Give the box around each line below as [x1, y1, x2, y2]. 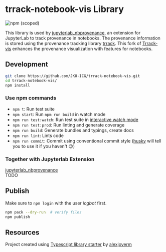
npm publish [5, 214, 30, 219]
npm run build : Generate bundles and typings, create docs [12, 127, 134, 133]
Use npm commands [5, 94, 57, 101]
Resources [5, 228, 40, 236]
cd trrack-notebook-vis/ [5, 78, 57, 83]
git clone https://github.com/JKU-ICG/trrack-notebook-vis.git [5, 73, 140, 78]
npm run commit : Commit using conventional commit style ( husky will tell [12, 137, 161, 143]
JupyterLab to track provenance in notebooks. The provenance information [5, 35, 160, 41]
